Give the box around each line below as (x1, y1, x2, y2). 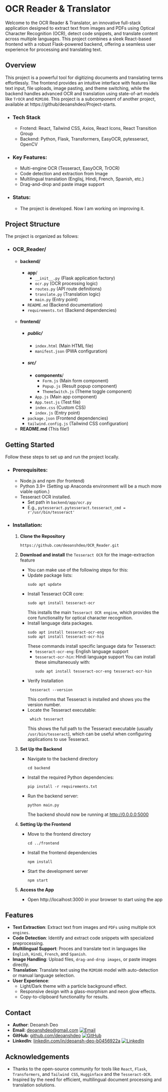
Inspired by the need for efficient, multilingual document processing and (12, 1076, 162, 1082)
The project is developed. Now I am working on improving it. (20, 205, 144, 212)
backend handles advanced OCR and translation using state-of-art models (5, 90, 159, 96)
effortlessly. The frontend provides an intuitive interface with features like (5, 80, 157, 86)
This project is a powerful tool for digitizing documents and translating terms (5, 74, 163, 81)
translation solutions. (12, 1081, 56, 1088)
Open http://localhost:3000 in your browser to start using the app (27, 896, 163, 902)
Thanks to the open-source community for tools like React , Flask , (12, 1066, 147, 1072)
